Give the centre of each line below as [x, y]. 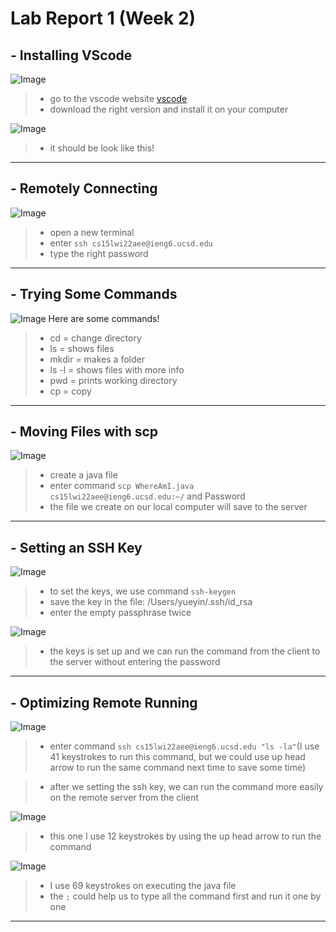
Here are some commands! [104, 318]
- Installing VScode [71, 55]
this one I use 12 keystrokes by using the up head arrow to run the [185, 836]
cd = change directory [95, 338]
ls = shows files [82, 348]
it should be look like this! [102, 148]
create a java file [83, 475]
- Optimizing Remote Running [104, 702]
